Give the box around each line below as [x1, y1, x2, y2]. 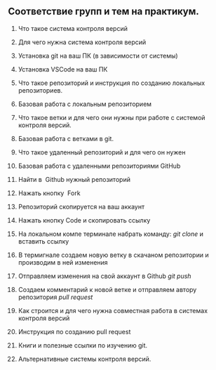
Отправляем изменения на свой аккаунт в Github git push [18, 272, 191, 280]
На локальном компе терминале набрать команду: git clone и [18, 230, 204, 238]
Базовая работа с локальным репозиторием [18, 100, 152, 108]
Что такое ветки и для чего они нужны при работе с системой [18, 113, 205, 121]
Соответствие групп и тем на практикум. [8, 6, 199, 18]
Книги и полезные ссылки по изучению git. [18, 341, 148, 350]
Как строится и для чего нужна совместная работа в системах [18, 306, 208, 315]
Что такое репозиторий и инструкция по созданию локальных [18, 79, 205, 87]
